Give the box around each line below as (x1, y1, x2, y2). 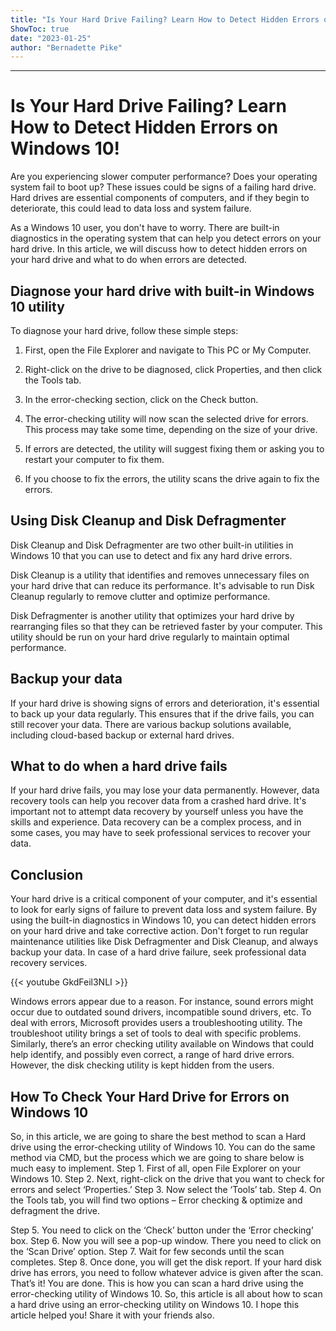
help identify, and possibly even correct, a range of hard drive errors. (10, 1049, 295, 1061)
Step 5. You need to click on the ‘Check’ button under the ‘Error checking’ (10, 1224, 314, 1236)
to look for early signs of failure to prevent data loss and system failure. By (10, 904, 317, 916)
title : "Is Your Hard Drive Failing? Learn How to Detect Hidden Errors (10, 14, 320, 25)
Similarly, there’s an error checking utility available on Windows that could (10, 1038, 315, 1050)
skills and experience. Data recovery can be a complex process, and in (10, 816, 302, 828)
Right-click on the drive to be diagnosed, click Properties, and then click (24, 364, 323, 375)
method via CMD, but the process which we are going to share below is (10, 1152, 305, 1164)
